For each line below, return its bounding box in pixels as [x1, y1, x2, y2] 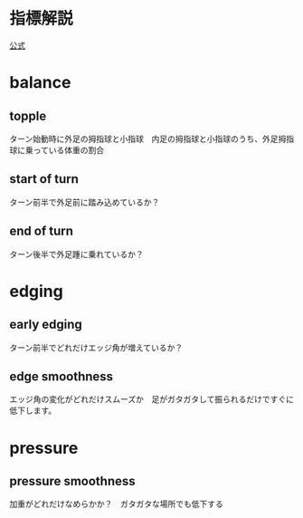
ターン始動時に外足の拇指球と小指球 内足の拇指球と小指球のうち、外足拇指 [9, 133, 295, 144]
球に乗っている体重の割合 [9, 144, 105, 155]
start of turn [9, 171, 80, 187]
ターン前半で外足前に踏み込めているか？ [9, 197, 160, 207]
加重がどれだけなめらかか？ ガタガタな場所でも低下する [9, 499, 223, 510]
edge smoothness [9, 369, 114, 384]
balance [9, 72, 71, 93]
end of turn [9, 224, 74, 239]
